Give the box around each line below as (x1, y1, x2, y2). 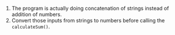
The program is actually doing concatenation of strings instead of (11, 5, 169, 11)
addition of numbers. (11, 11, 62, 18)
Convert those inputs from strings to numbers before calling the (11, 17, 165, 24)
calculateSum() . (11, 23, 51, 30)
